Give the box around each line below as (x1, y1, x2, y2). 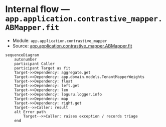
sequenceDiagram (5, 52, 39, 57)
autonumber (14, 56, 37, 62)
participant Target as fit (14, 65, 71, 70)
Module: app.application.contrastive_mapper (12, 37, 107, 43)
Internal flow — (5, 3, 70, 15)
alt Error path (14, 109, 46, 114)
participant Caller (14, 61, 55, 66)
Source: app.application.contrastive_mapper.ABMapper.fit (12, 42, 132, 48)
